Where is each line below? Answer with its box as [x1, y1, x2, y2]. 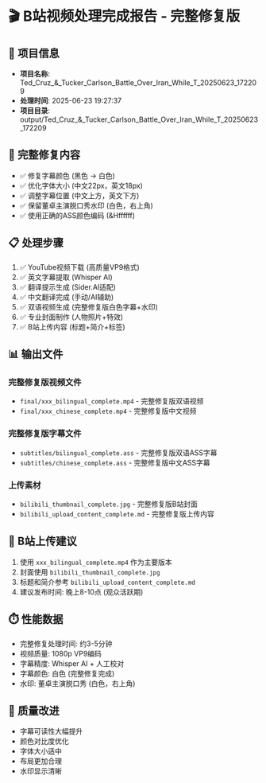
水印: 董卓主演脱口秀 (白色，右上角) [19, 678, 136, 688]
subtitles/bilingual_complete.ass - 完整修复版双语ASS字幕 [19, 447, 218, 458]
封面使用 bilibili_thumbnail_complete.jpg [19, 567, 160, 577]
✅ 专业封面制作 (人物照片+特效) [19, 312, 123, 321]
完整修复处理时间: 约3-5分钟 [19, 638, 113, 649]
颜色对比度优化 [19, 737, 69, 746]
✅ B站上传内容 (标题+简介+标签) [19, 321, 125, 331]
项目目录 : [19, 106, 50, 115]
